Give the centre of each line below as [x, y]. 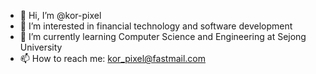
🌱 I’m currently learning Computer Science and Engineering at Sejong [163, 36]
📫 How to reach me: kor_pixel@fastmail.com [112, 58]
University [41, 47]
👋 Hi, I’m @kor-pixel [60, 15]
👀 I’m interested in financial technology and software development [156, 26]
